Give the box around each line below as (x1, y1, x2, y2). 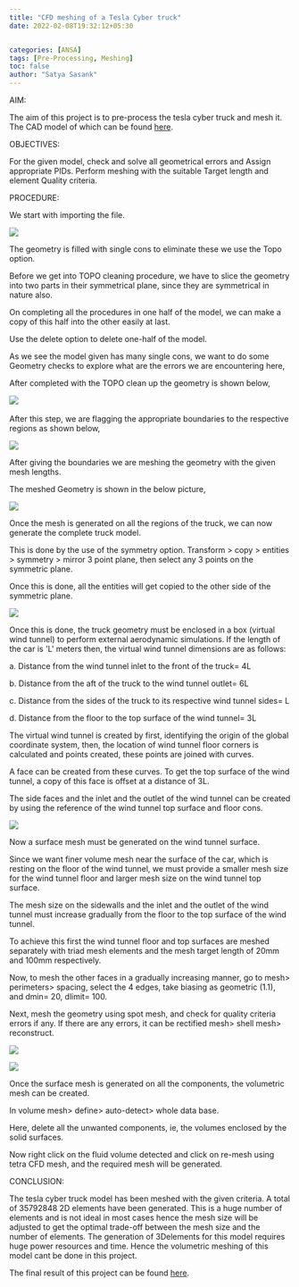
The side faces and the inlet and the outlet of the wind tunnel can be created (9, 793, 291, 804)
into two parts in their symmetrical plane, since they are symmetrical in (9, 280, 270, 290)
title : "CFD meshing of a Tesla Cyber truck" (9, 13, 181, 22)
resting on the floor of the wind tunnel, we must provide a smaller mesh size (9, 864, 288, 873)
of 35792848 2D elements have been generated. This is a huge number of (9, 1203, 283, 1213)
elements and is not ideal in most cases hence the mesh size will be (9, 1212, 259, 1223)
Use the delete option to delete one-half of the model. (9, 334, 208, 344)
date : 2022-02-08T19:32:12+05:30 (9, 21, 134, 30)
